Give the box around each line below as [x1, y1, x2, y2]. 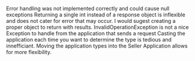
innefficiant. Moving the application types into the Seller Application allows [6, 42, 188, 49]
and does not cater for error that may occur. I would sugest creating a [6, 18, 176, 24]
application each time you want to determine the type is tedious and [6, 36, 172, 43]
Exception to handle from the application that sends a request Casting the [6, 30, 186, 37]
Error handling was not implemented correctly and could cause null [6, 5, 170, 12]
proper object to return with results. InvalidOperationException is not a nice [6, 23, 189, 30]
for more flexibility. [6, 49, 52, 55]
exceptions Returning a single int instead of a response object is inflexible [6, 11, 186, 18]
